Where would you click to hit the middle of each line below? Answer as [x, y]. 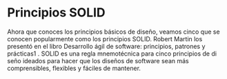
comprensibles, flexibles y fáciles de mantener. [74, 68]
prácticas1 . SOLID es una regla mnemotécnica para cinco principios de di [112, 54]
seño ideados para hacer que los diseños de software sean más [98, 60]
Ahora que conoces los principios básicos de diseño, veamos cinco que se [113, 32]
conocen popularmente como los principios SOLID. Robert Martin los [105, 38]
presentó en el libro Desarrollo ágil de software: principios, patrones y [106, 46]
